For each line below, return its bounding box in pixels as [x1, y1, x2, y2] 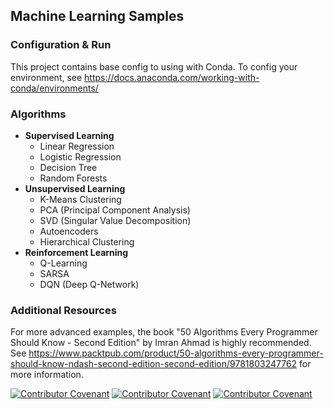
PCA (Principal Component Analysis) [39, 204, 191, 216]
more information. [10, 369, 84, 381]
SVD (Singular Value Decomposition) [39, 214, 192, 226]
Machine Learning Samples [10, 8, 185, 25]
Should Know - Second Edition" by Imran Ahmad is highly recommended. [10, 337, 312, 349]
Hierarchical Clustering [39, 235, 135, 248]
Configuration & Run [10, 38, 112, 52]
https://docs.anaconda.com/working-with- [84, 71, 260, 83]
